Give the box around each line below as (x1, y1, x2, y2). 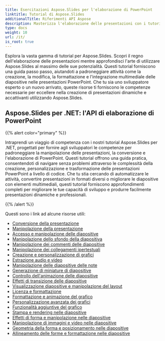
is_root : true (5, 39, 34, 44)
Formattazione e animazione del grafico (12, 294, 93, 300)
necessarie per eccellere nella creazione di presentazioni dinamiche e (5, 89, 146, 95)
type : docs (5, 26, 27, 31)
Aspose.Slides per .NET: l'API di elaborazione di (5, 109, 154, 117)
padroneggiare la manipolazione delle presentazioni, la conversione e (5, 150, 146, 156)
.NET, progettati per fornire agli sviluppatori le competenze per (5, 144, 132, 150)
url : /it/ (5, 35, 26, 40)
